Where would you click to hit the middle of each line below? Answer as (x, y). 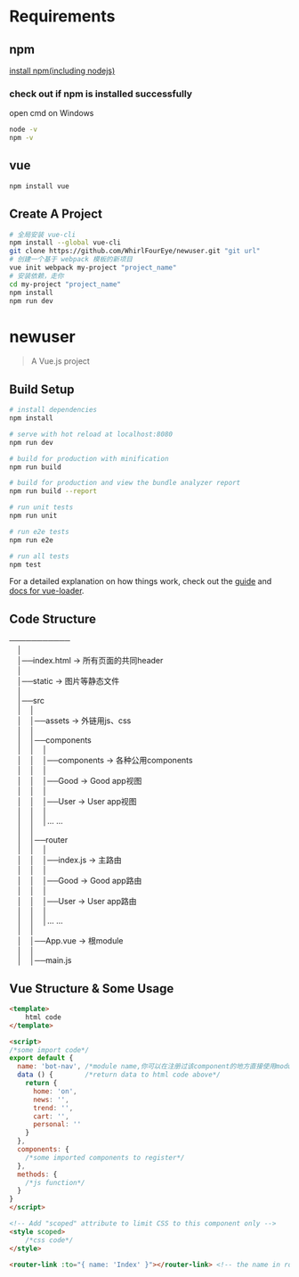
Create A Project (56, 214)
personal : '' (57, 1125)
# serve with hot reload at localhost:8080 (91, 434)
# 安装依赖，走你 (36, 276)
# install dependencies (53, 410)
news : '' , (51, 1100)
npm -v (21, 138)
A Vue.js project (61, 361)
